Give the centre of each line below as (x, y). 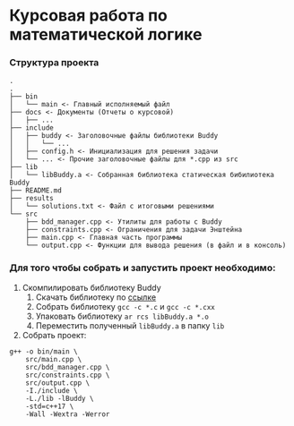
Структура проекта (54, 63)
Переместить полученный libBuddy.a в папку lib (130, 325)
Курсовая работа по (88, 16)
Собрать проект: (54, 335)
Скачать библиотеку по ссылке (96, 297)
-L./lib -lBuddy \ (60, 398)
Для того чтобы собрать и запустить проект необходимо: (143, 268)
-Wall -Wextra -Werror (68, 414)
